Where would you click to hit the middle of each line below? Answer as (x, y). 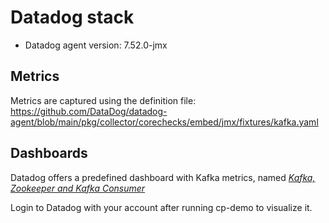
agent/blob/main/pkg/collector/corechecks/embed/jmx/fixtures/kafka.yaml (164, 122)
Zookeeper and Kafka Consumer (78, 188)
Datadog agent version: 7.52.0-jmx (96, 45)
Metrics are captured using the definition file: (103, 100)
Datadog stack (72, 17)
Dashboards (49, 153)
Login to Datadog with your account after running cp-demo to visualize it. (161, 207)
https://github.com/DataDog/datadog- (89, 111)
